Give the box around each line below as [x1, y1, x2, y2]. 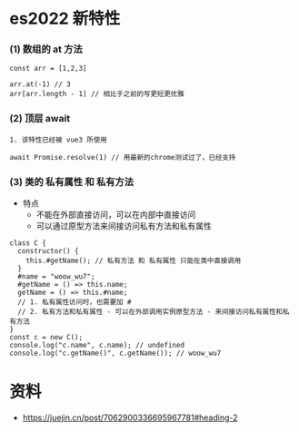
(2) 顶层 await [9, 113, 71, 125]
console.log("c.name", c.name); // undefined [9, 341, 184, 350]
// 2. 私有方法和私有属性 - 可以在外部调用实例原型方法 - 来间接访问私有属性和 [17, 308, 284, 317]
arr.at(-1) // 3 [9, 80, 71, 89]
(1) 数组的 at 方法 [9, 43, 84, 55]
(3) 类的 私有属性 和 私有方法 [9, 175, 135, 188]
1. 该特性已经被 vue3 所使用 [9, 135, 107, 144]
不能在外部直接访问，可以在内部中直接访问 [35, 210, 196, 221]
